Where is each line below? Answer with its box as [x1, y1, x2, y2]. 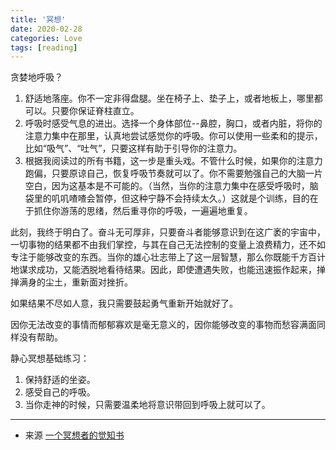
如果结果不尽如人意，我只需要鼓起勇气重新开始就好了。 [10, 297, 238, 310]
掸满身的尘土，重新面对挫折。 [10, 276, 133, 288]
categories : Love [10, 33, 83, 43]
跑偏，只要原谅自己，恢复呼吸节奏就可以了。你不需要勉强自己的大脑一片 [24, 167, 323, 180]
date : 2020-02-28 [10, 24, 83, 34]
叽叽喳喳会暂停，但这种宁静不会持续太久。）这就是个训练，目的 [51, 192, 310, 205]
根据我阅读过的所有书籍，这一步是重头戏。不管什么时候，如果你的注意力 [24, 155, 323, 167]
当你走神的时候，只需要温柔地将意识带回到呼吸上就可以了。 [24, 399, 271, 411]
